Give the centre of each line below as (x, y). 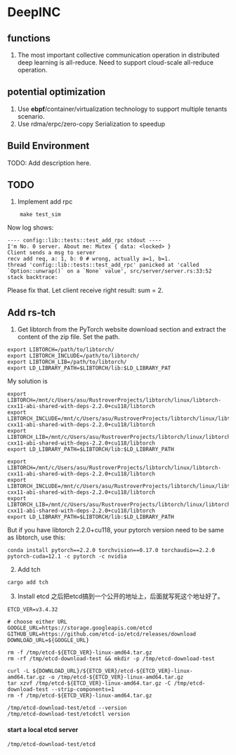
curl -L (19, 671)
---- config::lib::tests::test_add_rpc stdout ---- (84, 241)
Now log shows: (31, 228)
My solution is (27, 381)
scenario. (31, 116)
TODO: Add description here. (49, 163)
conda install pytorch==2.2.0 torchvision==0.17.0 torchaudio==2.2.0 (111, 551)
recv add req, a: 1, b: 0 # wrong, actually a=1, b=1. (89, 259)
